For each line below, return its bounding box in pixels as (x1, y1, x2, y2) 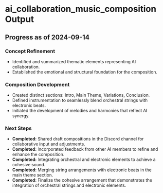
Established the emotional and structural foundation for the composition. (12, 69, 158, 75)
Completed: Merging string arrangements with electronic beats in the (12, 167, 152, 173)
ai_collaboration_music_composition (5, 3, 157, 15)
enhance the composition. (12, 152, 65, 158)
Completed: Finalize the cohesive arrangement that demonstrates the (12, 177, 152, 183)
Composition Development (5, 81, 70, 88)
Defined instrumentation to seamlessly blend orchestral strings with (12, 97, 148, 103)
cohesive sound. (12, 162, 46, 168)
